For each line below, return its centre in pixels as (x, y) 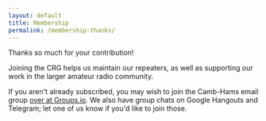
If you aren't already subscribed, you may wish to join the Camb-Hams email (133, 92)
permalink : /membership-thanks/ (62, 30)
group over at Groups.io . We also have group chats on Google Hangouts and (133, 100)
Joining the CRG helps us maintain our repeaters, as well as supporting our (131, 68)
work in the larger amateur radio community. (81, 77)
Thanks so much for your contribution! (71, 53)
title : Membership (39, 23)
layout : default (35, 15)
